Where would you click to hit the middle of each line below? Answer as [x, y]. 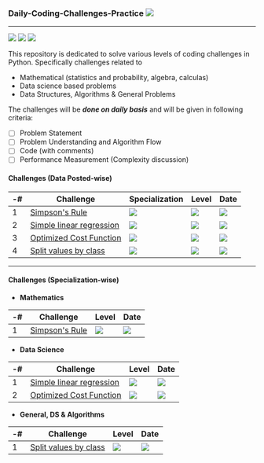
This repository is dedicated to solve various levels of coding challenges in [129, 54]
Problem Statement [51, 133]
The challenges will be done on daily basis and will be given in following [126, 109]
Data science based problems [68, 86]
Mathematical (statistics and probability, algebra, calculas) [114, 78]
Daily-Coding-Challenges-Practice [76, 13]
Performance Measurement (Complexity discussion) [104, 160]
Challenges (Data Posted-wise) [60, 178]
